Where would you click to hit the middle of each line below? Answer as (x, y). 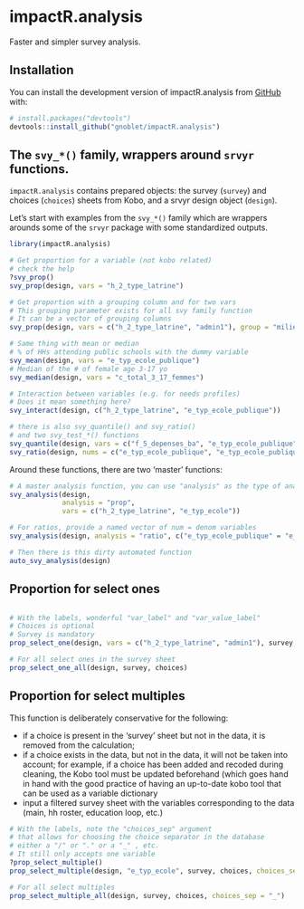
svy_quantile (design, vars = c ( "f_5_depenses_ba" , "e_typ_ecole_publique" (153, 444)
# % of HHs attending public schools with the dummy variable (129, 352)
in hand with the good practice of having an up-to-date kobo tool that (152, 783)
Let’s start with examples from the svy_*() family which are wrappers (138, 218)
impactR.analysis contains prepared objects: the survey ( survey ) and (138, 191)
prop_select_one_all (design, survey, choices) (99, 667)
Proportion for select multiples (97, 696)
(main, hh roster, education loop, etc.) (92, 812)
